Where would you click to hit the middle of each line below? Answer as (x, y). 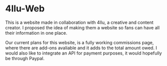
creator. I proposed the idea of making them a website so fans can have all (82, 27)
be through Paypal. (25, 58)
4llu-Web (25, 9)
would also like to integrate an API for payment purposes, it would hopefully (83, 53)
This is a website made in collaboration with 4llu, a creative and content (79, 22)
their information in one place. (36, 33)
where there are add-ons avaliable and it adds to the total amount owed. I (81, 48)
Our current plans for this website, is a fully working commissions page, (80, 42)
